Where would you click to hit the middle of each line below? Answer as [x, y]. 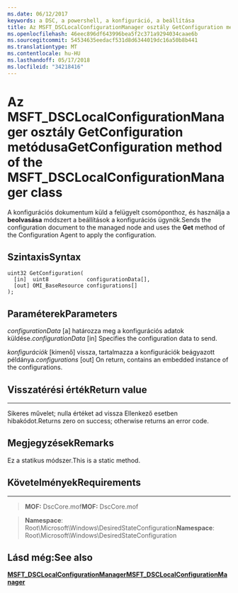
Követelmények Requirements [74, 483]
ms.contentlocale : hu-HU [44, 54]
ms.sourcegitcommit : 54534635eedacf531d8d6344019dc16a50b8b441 [103, 40]
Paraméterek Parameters [63, 314]
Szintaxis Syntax [44, 257]
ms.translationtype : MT [42, 47]
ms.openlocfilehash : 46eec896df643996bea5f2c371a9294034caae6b [103, 34]
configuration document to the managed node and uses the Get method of [116, 227]
